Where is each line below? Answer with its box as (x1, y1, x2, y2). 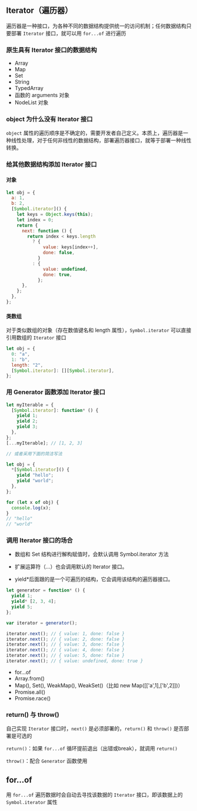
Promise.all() (14, 688, 46, 696)
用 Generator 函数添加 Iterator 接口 (6, 388, 106, 396)
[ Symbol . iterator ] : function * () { (11, 407, 99, 413)
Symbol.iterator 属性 (6, 799, 58, 806)
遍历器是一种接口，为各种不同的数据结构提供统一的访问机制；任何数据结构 (6, 22, 186, 29)
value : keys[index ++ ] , (43, 244, 99, 250)
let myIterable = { (6, 402, 54, 408)
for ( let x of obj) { (6, 499, 59, 505)
